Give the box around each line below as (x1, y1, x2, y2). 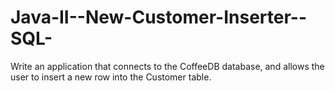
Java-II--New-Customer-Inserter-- (10, 6, 307, 29)
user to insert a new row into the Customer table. (10, 71, 212, 83)
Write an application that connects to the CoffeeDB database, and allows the (10, 60, 325, 72)
